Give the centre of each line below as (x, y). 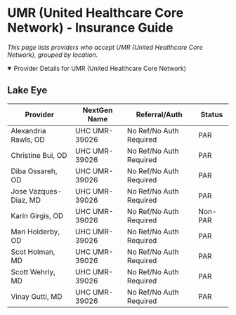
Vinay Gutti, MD (37, 296)
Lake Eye (27, 90)
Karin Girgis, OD (37, 215)
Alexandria (28, 130)
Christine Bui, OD (39, 155)
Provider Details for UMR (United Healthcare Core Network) (100, 68)
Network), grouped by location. (53, 55)
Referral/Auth (159, 114)
